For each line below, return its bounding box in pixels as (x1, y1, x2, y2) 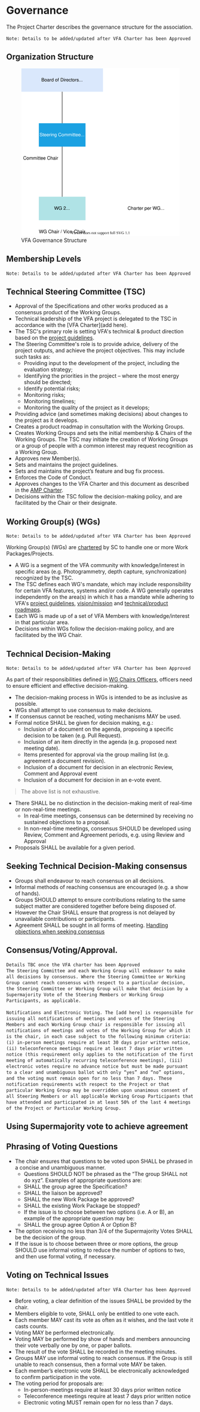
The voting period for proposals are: (14, 1380, 104, 1387)
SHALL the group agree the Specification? (23, 1183, 128, 1190)
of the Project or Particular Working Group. (6, 1105, 121, 1111)
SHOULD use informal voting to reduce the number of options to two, (14, 1246, 185, 1254)
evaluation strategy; (23, 366, 73, 373)
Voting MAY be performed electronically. (14, 1329, 115, 1336)
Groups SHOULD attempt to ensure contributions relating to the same (14, 896, 186, 903)
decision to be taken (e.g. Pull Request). (23, 732, 122, 739)
